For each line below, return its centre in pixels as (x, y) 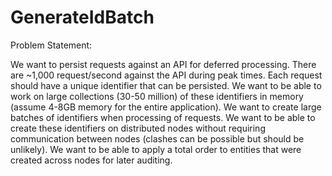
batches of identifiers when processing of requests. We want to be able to (163, 117)
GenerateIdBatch (82, 17)
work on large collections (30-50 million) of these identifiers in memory (157, 96)
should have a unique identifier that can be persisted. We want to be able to (166, 85)
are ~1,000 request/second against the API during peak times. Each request (166, 75)
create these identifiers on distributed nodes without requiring (138, 128)
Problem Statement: (51, 45)
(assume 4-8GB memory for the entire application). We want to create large (166, 107)
